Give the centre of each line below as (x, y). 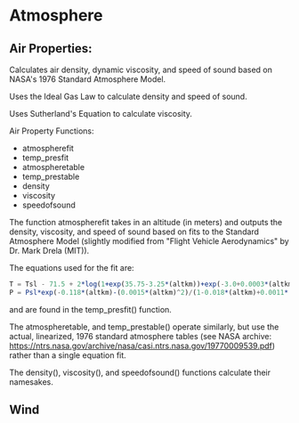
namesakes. (31, 382)
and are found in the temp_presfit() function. (90, 309)
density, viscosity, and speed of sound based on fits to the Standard (134, 232)
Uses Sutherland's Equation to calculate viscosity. (101, 114)
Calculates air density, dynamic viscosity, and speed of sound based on (141, 69)
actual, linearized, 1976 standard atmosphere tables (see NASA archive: (141, 336)
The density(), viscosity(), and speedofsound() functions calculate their (140, 372)
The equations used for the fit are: (72, 268)
